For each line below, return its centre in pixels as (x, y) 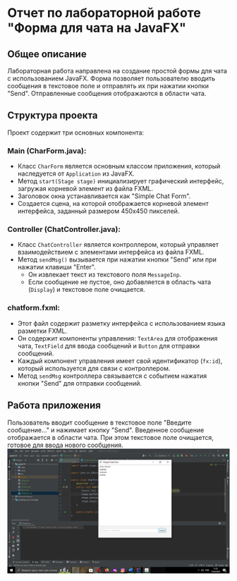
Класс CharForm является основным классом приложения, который (119, 166)
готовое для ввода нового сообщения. (65, 445)
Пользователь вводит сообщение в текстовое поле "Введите (99, 422)
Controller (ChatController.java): (64, 229)
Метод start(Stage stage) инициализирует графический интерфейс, (121, 181)
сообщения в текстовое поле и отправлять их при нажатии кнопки (108, 86)
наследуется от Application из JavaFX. (76, 173)
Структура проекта (53, 115)
